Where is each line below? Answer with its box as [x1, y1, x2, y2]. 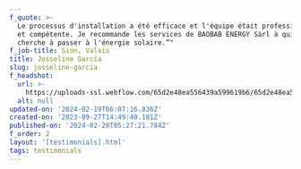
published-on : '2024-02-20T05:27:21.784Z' [9, 122, 170, 131]
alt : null [17, 96, 54, 106]
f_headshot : [9, 72, 54, 80]
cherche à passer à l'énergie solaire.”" [17, 38, 175, 47]
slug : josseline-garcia [9, 63, 99, 72]
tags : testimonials [9, 146, 82, 155]
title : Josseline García [9, 55, 102, 63]
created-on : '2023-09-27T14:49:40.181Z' [9, 113, 163, 122]
